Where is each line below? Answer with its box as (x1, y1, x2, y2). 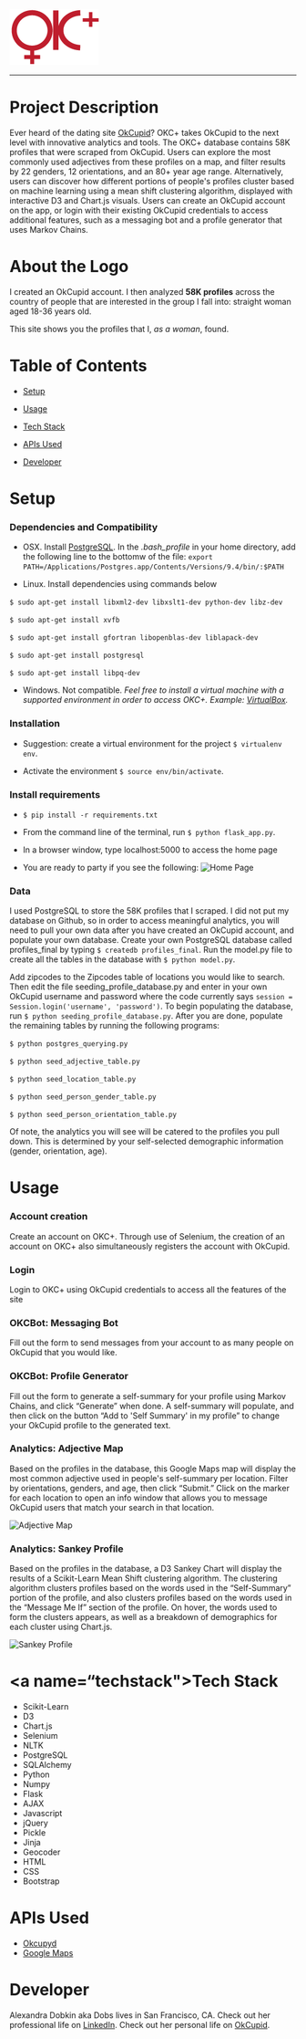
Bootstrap (22, 1876, 60, 1887)
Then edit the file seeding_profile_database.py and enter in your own (9, 981, 268, 992)
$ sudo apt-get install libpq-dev (9, 669, 141, 678)
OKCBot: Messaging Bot (9, 1316, 118, 1329)
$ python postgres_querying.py (9, 1040, 128, 1049)
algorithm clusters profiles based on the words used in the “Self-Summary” (9, 1583, 291, 1594)
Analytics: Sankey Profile (9, 1542, 125, 1555)
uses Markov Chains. (9, 224, 88, 235)
